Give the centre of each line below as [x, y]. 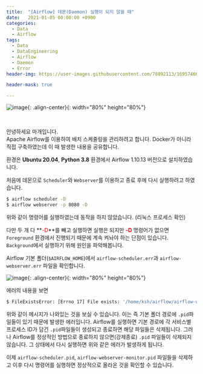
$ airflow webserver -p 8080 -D [47, 205]
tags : [13, 40]
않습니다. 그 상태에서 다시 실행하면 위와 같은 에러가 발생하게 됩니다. [85, 344]
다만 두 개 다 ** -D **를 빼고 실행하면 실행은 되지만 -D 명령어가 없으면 [88, 230]
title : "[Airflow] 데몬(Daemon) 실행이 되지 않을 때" [70, 12]
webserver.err [24, 266]
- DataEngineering [35, 52]
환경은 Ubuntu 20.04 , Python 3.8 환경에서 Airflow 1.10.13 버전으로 [87, 160]
